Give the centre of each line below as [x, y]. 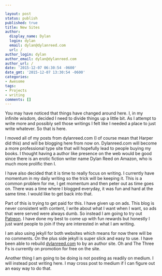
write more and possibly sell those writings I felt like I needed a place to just [81, 124]
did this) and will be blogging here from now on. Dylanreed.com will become [81, 143]
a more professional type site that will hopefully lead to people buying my [78, 148]
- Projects [16, 90]
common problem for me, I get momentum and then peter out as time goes [79, 184]
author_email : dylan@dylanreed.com [41, 59]
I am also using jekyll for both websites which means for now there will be [79, 233]
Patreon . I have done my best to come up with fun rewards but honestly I [77, 219]
